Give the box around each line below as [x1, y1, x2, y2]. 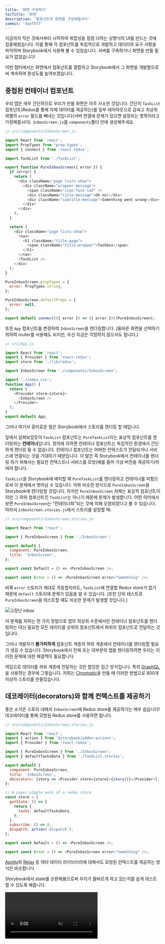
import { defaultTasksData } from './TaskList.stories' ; [5, 754, 125, 759]
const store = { [5, 795, 38, 800]
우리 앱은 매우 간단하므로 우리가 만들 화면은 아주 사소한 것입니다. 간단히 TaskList [5, 100, 161, 106]
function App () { [5, 382, 41, 387]
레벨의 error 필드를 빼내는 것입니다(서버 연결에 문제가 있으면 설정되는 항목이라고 [5, 113, 160, 119]
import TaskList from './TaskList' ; [5, 156, 80, 161]
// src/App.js [5, 341, 34, 347]
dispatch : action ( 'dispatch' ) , [9, 827, 74, 832]
